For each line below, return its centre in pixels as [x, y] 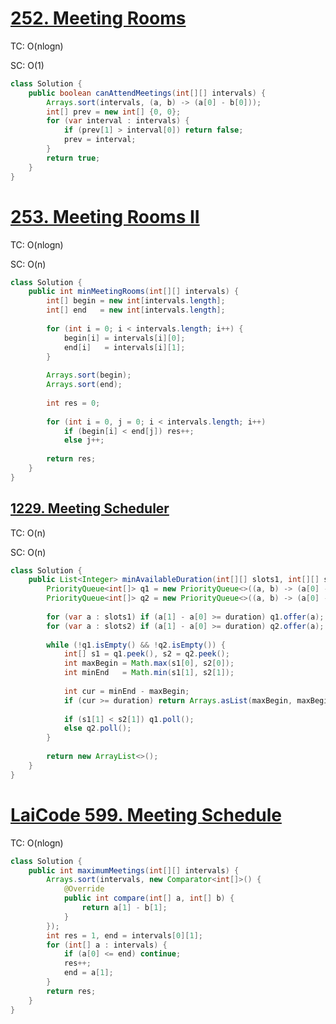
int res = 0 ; [73, 403]
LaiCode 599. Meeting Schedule [146, 814]
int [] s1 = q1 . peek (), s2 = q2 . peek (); [146, 654]
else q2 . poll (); [97, 728]
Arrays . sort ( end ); [84, 385]
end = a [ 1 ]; [88, 973]
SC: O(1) [27, 65]
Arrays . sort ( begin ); [89, 375]
